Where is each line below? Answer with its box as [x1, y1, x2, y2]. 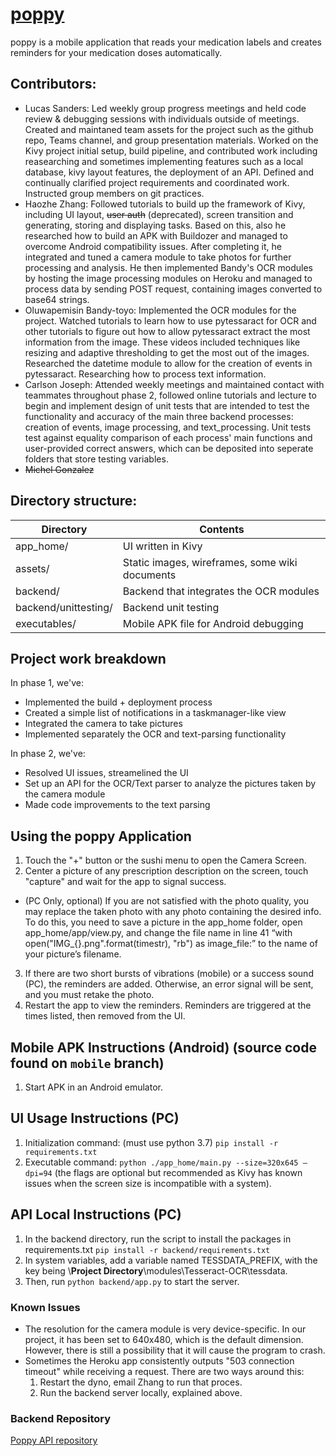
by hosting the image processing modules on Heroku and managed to [24, 272, 313, 284]
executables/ [15, 616, 77, 630]
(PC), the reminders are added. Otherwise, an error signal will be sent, [24, 978, 314, 990]
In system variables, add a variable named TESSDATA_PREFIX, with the [24, 1254, 318, 1266]
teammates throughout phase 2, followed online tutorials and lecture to [24, 389, 317, 401]
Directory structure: [10, 493, 138, 510]
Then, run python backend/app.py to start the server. [24, 1275, 240, 1287]
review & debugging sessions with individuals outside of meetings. [24, 113, 300, 125]
